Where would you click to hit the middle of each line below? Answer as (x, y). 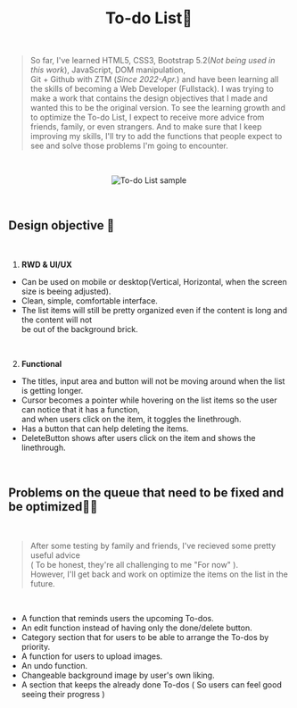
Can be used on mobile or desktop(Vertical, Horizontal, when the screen (154, 281)
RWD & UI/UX (46, 264)
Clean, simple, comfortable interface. (89, 300)
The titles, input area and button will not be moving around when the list (153, 381)
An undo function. (54, 665)
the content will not (57, 320)
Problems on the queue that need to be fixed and (146, 493)
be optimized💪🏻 (53, 507)
